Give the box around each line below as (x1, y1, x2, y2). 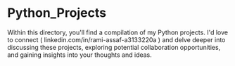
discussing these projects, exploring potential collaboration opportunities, (7, 43, 221, 51)
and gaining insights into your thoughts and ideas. (7, 51, 153, 59)
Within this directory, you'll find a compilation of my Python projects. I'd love (7, 28, 229, 37)
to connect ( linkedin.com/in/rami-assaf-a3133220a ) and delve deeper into (7, 35, 226, 44)
